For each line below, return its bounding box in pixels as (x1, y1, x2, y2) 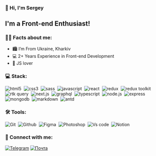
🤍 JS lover (12, 60, 33, 66)
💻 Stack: (5, 73, 27, 79)
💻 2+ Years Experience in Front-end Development (12, 53, 114, 59)
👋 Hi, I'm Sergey (5, 4, 44, 11)
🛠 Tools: (5, 108, 26, 115)
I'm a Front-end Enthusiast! (5, 20, 91, 28)
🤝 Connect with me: (5, 134, 53, 141)
